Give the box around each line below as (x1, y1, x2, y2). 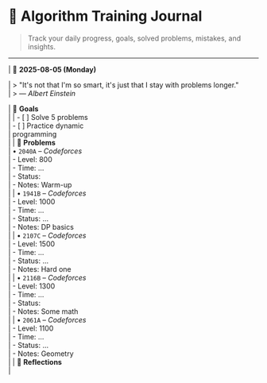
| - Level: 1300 (8, 281, 56, 291)
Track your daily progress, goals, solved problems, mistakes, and (27, 33, 242, 43)
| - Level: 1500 (8, 238, 56, 249)
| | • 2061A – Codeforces (8, 315, 87, 324)
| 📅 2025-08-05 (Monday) (8, 64, 97, 74)
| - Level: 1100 (8, 323, 54, 333)
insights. (27, 41, 56, 51)
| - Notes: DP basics (8, 222, 74, 231)
